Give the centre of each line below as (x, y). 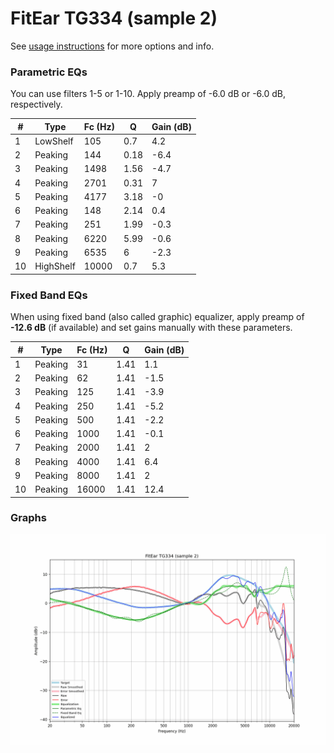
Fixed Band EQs (49, 295)
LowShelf (54, 141)
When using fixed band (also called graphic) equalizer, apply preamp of (157, 317)
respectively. (36, 104)
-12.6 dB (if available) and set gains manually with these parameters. (151, 328)
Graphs (28, 518)
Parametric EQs (49, 72)
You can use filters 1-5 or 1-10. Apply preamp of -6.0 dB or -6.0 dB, (148, 94)
